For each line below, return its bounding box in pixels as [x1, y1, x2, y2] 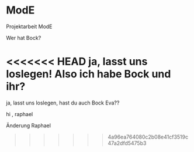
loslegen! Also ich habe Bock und [6, 67, 171, 81]
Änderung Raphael [6, 121, 51, 129]
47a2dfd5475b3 [108, 139, 147, 147]
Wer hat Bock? [6, 34, 41, 41]
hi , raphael [6, 110, 33, 117]
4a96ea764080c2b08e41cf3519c [108, 133, 189, 140]
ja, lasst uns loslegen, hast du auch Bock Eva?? [6, 99, 120, 106]
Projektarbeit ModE [6, 23, 53, 30]
